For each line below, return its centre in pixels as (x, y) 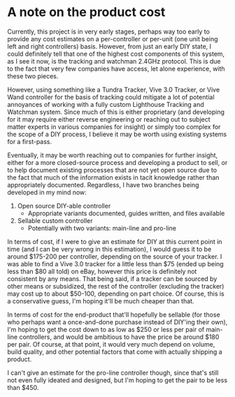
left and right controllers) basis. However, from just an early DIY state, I (109, 46)
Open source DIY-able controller (64, 205)
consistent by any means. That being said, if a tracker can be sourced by (112, 279)
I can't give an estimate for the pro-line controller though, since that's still (113, 373)
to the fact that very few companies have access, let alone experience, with (116, 68)
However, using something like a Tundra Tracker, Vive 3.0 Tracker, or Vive (114, 89)
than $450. (23, 387)
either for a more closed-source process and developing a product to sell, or (117, 162)
